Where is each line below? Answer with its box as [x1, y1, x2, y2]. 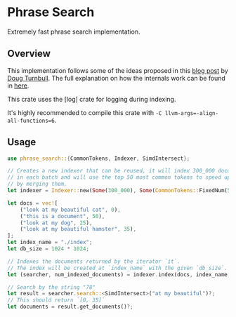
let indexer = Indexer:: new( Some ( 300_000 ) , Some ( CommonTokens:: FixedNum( [7, 187, 228, 194]
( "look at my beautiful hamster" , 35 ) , [20, 226, 137, 233]
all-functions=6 [7, 117, 55, 124]
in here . [7, 81, 29, 90]
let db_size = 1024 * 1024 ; [7, 245, 90, 252]
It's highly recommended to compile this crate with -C [7, 108, 162, 116]
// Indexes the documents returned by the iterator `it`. [7, 257, 181, 265]
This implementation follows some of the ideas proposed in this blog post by [7, 66, 228, 74]
